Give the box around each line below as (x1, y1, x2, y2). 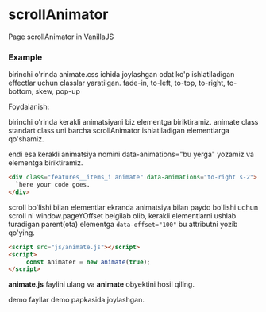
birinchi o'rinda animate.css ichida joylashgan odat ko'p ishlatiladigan (8, 70, 235, 79)
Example (8, 52, 43, 63)
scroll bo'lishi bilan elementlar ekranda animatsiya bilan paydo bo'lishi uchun (8, 202, 259, 212)
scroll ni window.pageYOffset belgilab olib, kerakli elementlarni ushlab (8, 210, 237, 220)
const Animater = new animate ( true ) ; (25, 258, 151, 266)
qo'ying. (8, 228, 36, 237)
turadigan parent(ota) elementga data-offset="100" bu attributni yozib (8, 219, 238, 229)
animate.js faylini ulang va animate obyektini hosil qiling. (8, 279, 195, 289)
